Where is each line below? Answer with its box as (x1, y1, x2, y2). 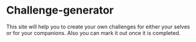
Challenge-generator (6, 4, 114, 17)
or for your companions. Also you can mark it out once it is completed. (6, 29, 181, 36)
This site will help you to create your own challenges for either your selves (6, 23, 191, 30)
